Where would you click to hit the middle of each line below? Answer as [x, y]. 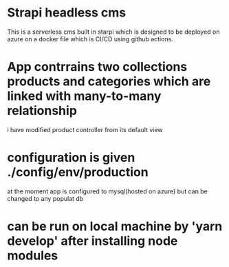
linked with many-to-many [84, 96]
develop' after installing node [92, 241]
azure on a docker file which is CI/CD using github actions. [90, 39]
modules [33, 255]
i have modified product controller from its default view [85, 129]
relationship [42, 111]
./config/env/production [78, 172]
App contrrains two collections [97, 67]
